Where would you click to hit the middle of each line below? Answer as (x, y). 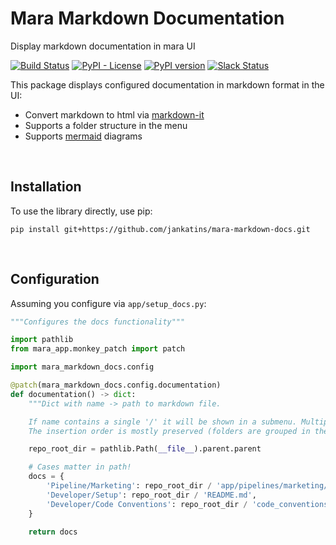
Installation (46, 187)
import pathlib (42, 340)
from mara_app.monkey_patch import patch (98, 349)
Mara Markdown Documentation (147, 18)
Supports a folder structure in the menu (106, 125)
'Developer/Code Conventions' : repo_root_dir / (147, 504)
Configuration (55, 279)
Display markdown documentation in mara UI (103, 46)
